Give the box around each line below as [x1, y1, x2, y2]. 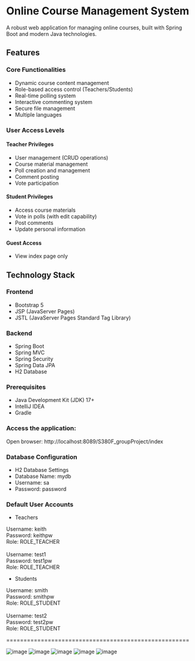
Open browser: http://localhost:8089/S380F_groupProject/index [6, 438, 163, 445]
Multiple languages [14, 111, 62, 118]
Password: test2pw [6, 619, 54, 626]
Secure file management [14, 105, 76, 112]
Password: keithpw [6, 532, 53, 539]
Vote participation [14, 179, 59, 187]
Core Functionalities [6, 66, 66, 74]
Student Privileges [6, 193, 54, 200]
